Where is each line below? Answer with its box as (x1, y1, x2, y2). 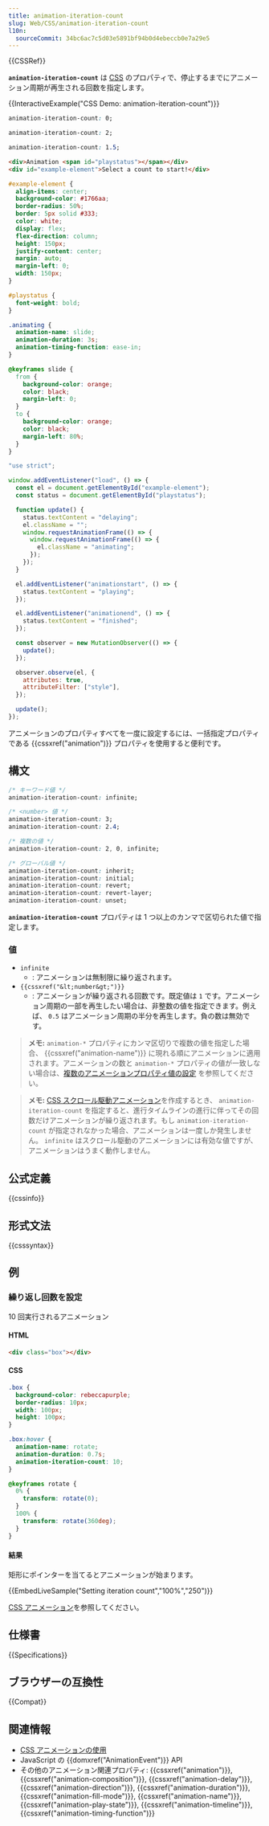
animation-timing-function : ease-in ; (15, 343, 142, 352)
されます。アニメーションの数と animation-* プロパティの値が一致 (27, 1058, 247, 1068)
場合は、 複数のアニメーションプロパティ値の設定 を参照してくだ (35, 1068, 247, 1078)
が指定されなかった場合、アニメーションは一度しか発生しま (47, 1125, 245, 1135)
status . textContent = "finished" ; (22, 617, 138, 625)
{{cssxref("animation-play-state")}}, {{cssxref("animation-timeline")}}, (19, 1800, 253, 1810)
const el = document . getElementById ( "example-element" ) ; (15, 484, 210, 492)
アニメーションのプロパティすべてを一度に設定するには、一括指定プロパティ (8, 728, 259, 737)
